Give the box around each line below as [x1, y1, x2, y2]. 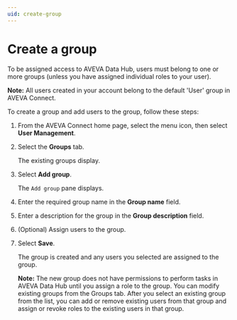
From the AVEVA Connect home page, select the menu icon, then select [17, 121, 228, 129]
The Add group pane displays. [17, 183, 104, 192]
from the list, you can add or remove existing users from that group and [17, 297, 227, 305]
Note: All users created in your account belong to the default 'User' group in [7, 86, 231, 95]
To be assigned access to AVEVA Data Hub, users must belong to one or [7, 65, 219, 73]
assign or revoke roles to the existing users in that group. [17, 304, 184, 313]
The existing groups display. [17, 156, 101, 164]
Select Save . [17, 239, 55, 247]
